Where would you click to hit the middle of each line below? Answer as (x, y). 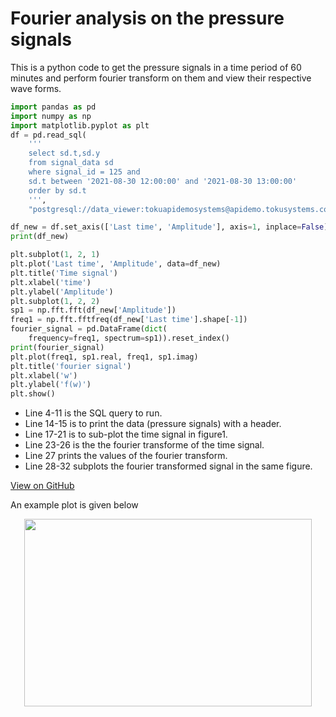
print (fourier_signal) (57, 347)
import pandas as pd (53, 107)
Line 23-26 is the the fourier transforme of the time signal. (144, 445)
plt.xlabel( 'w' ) (44, 375)
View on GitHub (42, 486)
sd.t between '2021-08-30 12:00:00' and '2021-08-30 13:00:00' (163, 181)
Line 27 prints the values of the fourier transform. (126, 456)
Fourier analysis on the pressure (147, 18)
